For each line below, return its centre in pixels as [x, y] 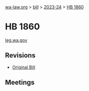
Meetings [20, 82]
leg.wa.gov [16, 40]
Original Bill [24, 67]
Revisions [20, 55]
